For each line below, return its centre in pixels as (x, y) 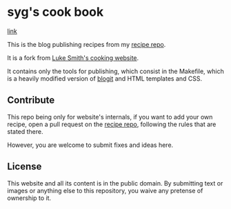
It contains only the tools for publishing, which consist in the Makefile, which (115, 71)
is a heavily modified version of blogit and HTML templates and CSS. (105, 78)
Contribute (31, 100)
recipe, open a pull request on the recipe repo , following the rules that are (112, 124)
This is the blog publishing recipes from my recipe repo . (87, 44)
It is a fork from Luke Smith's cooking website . (73, 58)
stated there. (25, 131)
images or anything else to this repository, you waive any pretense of (105, 190)
